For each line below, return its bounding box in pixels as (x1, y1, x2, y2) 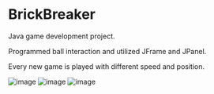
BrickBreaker (8, 5, 96, 23)
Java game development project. (8, 31, 116, 41)
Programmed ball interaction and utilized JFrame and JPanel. (8, 46, 207, 56)
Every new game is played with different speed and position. (8, 61, 205, 71)
